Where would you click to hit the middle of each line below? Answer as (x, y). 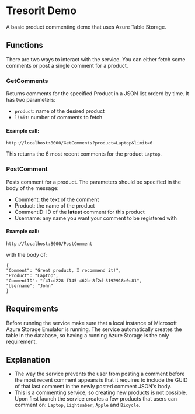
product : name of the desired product (60, 111)
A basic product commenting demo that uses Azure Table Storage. (86, 27)
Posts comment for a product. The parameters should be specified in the (93, 182)
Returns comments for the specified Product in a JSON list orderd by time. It (97, 94)
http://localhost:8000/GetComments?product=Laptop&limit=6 (79, 143)
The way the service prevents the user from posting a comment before (100, 374)
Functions (25, 45)
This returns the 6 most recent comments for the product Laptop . (84, 154)
